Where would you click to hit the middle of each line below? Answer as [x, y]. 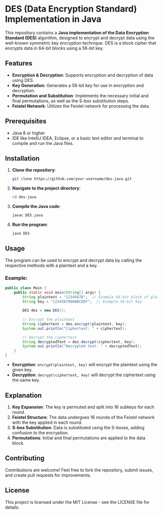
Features [19, 63]
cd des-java [24, 197]
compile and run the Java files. [43, 143]
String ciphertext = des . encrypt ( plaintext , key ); [75, 324]
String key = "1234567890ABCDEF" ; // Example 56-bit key [82, 302]
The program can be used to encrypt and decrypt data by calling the [73, 260]
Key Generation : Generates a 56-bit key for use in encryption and [78, 85]
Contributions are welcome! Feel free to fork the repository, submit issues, [79, 470]
